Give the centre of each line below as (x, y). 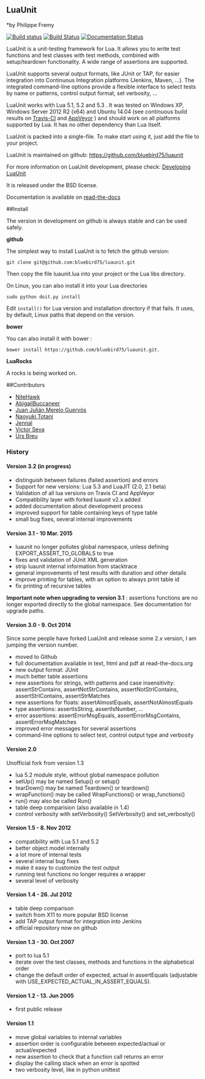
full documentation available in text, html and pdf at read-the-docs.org (104, 663)
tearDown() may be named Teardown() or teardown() (82, 788)
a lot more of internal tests (48, 854)
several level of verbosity (47, 880)
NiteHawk (28, 397)
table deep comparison (44, 908)
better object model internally (52, 848)
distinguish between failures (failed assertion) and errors (87, 480)
